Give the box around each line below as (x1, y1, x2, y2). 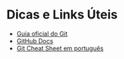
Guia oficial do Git (16, 29, 68, 38)
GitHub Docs (16, 36, 53, 45)
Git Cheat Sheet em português (16, 44, 104, 52)
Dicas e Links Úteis (6, 7, 118, 23)
